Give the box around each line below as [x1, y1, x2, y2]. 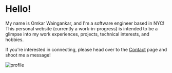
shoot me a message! [5, 52, 51, 58]
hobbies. [5, 36, 24, 43]
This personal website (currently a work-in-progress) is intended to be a [5, 25, 158, 31]
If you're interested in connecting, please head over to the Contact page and [5, 46, 167, 52]
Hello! [5, 3, 31, 15]
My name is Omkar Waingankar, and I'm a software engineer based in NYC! [5, 20, 165, 26]
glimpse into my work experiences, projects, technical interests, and [5, 31, 150, 37]
